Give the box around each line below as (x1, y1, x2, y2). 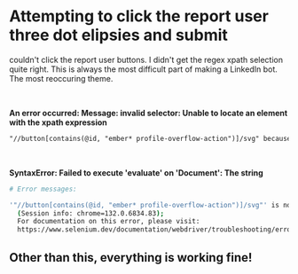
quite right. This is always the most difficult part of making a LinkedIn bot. (9, 64, 278, 74)
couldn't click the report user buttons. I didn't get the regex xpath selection (9, 54, 284, 65)
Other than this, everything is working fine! (9, 250, 253, 265)
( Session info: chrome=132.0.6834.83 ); (17, 208, 165, 218)
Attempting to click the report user (9, 6, 269, 27)
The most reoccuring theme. (9, 73, 114, 83)
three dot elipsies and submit (9, 25, 229, 45)
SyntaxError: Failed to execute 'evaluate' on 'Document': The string (9, 167, 263, 178)
